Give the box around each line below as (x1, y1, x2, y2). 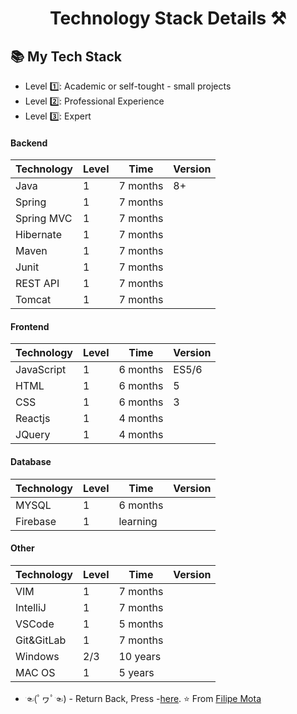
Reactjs (15, 412, 51, 426)
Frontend (10, 320, 50, 332)
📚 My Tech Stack (10, 48, 123, 65)
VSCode (15, 617, 55, 631)
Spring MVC (15, 212, 73, 226)
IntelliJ (15, 600, 47, 614)
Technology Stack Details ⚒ (49, 7, 287, 30)
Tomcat (15, 293, 52, 307)
